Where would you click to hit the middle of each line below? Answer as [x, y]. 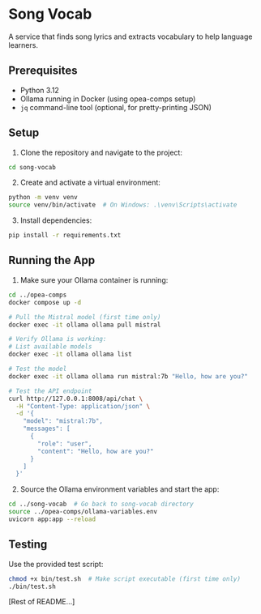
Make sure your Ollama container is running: [94, 279]
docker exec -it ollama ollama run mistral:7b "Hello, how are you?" [128, 376]
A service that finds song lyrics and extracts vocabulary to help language [130, 36]
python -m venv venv [43, 198]
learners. [24, 45]
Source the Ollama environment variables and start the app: [120, 489]
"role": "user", [65, 443]
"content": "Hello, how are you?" [96, 451]
